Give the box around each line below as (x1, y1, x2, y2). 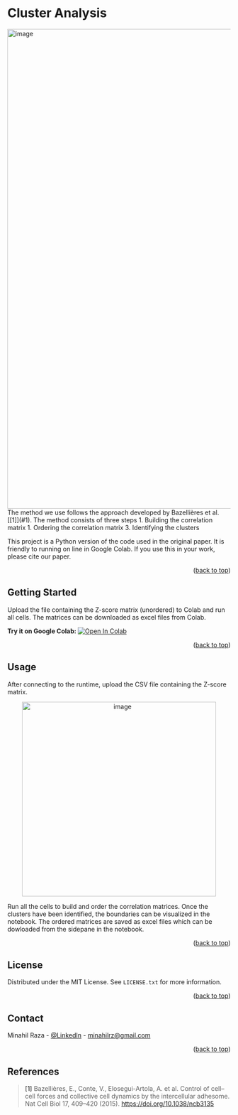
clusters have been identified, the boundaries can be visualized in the (7, 910, 210, 918)
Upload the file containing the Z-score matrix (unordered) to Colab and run (7, 605, 225, 614)
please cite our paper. (7, 552, 72, 561)
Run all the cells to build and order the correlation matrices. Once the (7, 902, 209, 910)
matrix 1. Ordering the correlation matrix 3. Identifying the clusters (7, 523, 200, 532)
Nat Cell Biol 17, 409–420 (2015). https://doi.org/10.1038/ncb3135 (24, 1099, 215, 1108)
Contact (7, 1012, 44, 1024)
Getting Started (7, 586, 77, 598)
